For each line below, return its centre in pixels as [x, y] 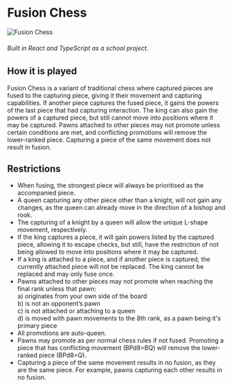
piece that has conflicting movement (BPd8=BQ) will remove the [109, 348]
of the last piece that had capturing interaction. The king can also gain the [113, 110]
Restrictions [34, 168]
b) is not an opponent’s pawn [59, 304]
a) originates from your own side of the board [82, 296]
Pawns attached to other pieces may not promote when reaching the [115, 281]
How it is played [42, 71]
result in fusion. [29, 147]
